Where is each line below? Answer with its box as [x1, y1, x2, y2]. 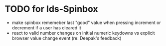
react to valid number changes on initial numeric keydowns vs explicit [11, 30, 155, 36]
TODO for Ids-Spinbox [4, 3, 98, 15]
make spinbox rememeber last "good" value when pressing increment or [11, 20, 162, 25]
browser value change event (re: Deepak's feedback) [11, 35, 122, 41]
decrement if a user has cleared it [11, 24, 81, 30]
